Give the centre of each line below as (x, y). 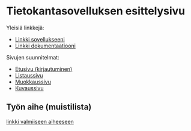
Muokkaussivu (33, 82)
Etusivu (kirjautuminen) (44, 69)
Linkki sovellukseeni (40, 39)
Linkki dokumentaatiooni (45, 46)
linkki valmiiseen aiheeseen (40, 121)
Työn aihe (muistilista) (49, 107)
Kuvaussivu (29, 88)
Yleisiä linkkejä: (25, 28)
